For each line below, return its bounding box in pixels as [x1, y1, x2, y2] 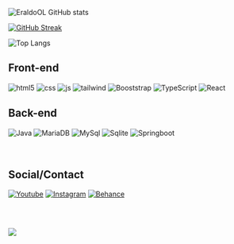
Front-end [8, 61, 59, 75]
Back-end [8, 106, 58, 119]
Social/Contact [8, 168, 85, 182]
